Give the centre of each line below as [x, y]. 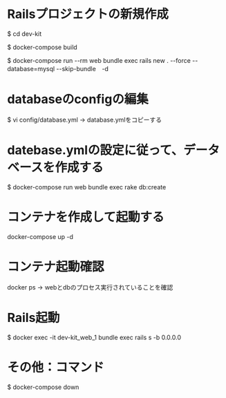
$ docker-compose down [43, 387]
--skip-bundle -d [83, 68]
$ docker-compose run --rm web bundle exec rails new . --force [99, 60]
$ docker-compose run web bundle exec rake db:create [87, 187]
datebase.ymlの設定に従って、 [95, 150]
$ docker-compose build [42, 47]
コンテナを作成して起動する [86, 217]
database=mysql [31, 68]
